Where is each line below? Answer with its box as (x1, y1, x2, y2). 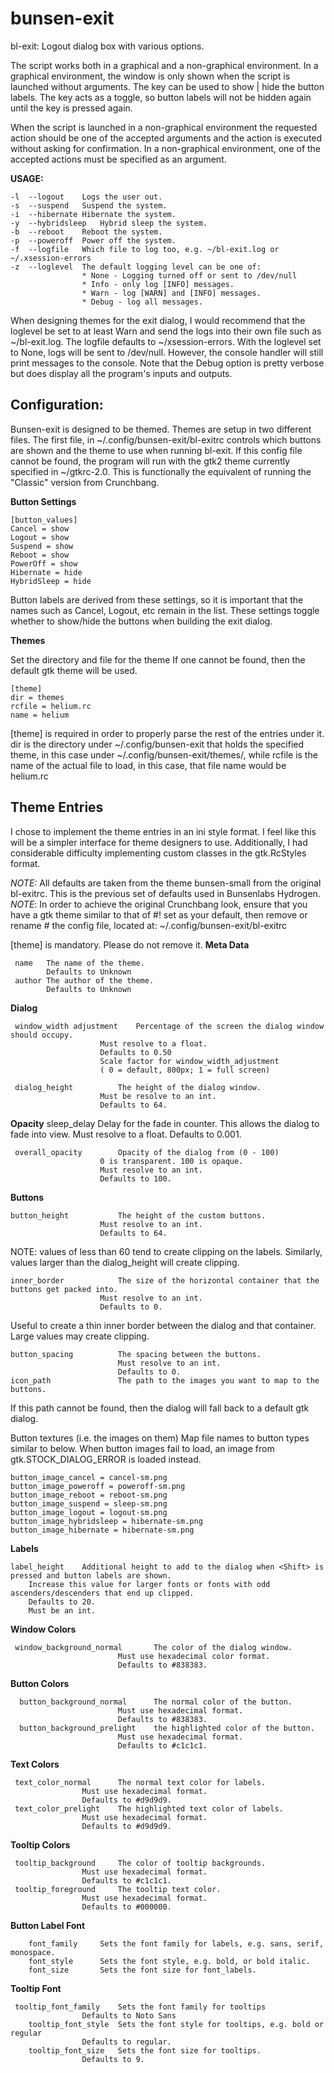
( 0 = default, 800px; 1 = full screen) (99, 1065, 271, 1075)
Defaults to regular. (81, 2037, 172, 2047)
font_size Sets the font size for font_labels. (28, 1965, 257, 1975)
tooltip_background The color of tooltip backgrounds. (14, 1858, 267, 1868)
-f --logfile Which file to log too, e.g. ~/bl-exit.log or (10, 244, 280, 254)
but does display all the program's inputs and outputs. (10, 367, 233, 379)
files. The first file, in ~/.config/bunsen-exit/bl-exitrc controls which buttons (10, 433, 322, 446)
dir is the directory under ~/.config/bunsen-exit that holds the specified (10, 738, 305, 750)
